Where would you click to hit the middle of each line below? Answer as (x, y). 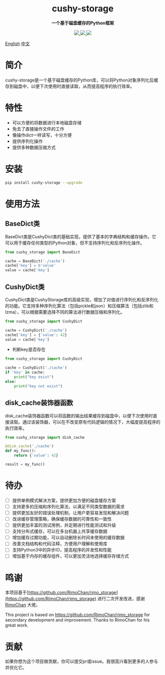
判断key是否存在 (29, 349)
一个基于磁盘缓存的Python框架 (83, 23)
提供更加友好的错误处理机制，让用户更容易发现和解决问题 (70, 512)
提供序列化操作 (27, 141)
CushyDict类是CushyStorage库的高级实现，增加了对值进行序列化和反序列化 (82, 299)
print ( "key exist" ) (34, 377)
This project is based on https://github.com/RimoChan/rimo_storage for (78, 615)
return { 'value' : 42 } (36, 456)
